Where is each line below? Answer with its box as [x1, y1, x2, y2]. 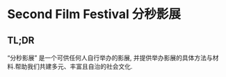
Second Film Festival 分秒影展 [7, 6, 181, 22]
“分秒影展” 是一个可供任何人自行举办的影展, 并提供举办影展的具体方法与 [7, 53, 213, 62]
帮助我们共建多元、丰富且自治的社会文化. [15, 62, 134, 70]
